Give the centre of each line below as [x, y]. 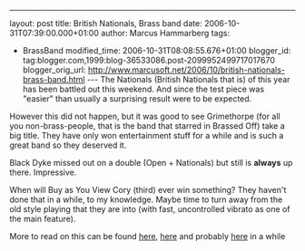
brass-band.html [54, 79]
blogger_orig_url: [54, 70]
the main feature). [43, 219]
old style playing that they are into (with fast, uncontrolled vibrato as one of [150, 209]
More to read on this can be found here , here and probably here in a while [148, 236]
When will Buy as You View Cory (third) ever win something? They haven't [148, 190]
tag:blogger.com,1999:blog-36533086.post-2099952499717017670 [148, 60]
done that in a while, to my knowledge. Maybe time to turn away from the [146, 199]
